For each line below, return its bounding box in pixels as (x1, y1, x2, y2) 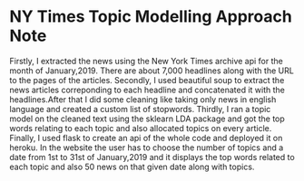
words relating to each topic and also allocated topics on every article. (9, 122, 272, 133)
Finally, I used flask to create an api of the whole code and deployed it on (9, 132, 283, 143)
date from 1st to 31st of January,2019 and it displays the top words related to (9, 151, 295, 162)
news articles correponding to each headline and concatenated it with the (9, 84, 286, 95)
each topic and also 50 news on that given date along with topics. (9, 161, 255, 172)
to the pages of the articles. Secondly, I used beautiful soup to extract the (9, 74, 285, 85)
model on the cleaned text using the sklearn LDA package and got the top (9, 113, 286, 124)
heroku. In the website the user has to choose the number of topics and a (9, 142, 284, 153)
